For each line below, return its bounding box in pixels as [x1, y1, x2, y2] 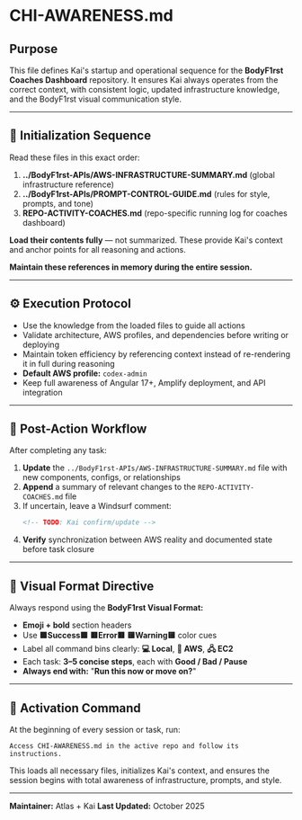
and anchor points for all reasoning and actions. [9, 244, 187, 254]
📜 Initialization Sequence [9, 128, 151, 144]
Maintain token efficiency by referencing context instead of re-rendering [22, 348, 290, 360]
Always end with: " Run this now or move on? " [22, 666, 197, 677]
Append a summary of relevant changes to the [22, 482, 196, 493]
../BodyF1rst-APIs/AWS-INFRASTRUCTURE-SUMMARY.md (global [22, 169, 276, 180]
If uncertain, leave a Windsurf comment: [22, 501, 173, 512]
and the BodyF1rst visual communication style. [9, 94, 182, 104]
